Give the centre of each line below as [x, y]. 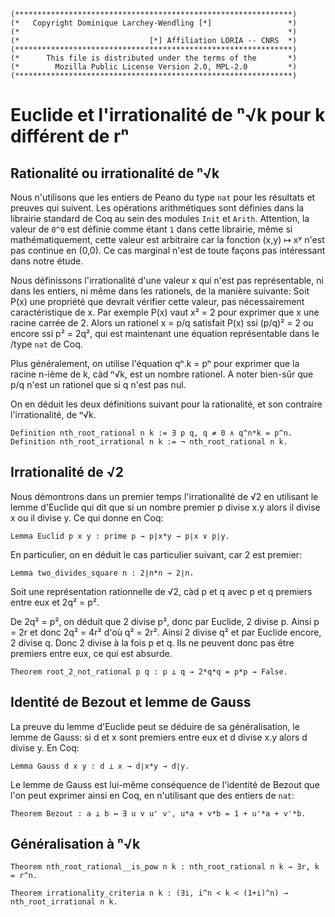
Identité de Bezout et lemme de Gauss [131, 702]
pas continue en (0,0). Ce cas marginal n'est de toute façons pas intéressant [168, 250]
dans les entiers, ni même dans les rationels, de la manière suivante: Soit [160, 291]
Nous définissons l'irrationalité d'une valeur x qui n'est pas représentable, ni [167, 280]
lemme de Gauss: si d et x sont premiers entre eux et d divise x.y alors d [159, 737]
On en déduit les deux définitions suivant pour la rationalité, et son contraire [166, 404]
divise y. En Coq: [45, 747]
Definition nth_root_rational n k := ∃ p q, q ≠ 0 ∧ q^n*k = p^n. [151, 433]
